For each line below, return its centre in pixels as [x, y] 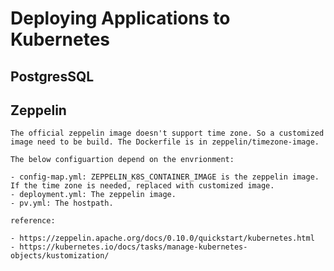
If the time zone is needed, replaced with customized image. [142, 186]
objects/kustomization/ [60, 256]
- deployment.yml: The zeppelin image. [93, 195]
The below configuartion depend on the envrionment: [122, 160]
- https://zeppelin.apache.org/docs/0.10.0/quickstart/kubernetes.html [162, 238]
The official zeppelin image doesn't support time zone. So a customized [167, 133]
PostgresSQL [52, 76]
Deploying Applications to [120, 18]
